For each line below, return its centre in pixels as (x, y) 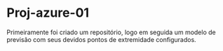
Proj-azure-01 (48, 13)
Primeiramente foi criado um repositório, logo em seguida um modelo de (111, 32)
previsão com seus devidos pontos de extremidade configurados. (102, 39)
